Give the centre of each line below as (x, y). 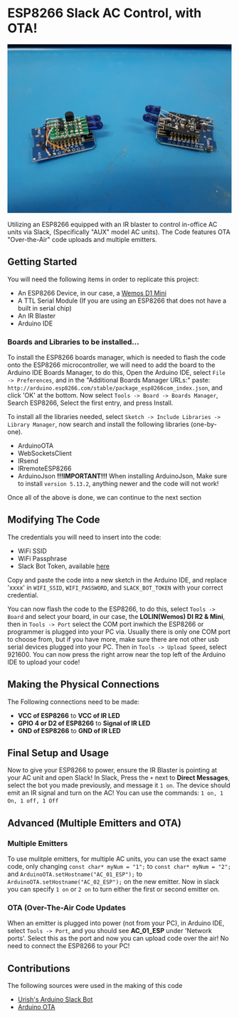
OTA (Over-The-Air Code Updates (67, 908)
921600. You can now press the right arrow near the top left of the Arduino (117, 654)
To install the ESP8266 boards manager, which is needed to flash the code (117, 358)
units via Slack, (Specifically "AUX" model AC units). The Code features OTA (119, 232)
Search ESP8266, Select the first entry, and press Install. (90, 403)
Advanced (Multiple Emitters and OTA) (94, 823)
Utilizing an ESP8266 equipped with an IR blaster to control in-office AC (112, 224)
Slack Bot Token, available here (64, 566)
